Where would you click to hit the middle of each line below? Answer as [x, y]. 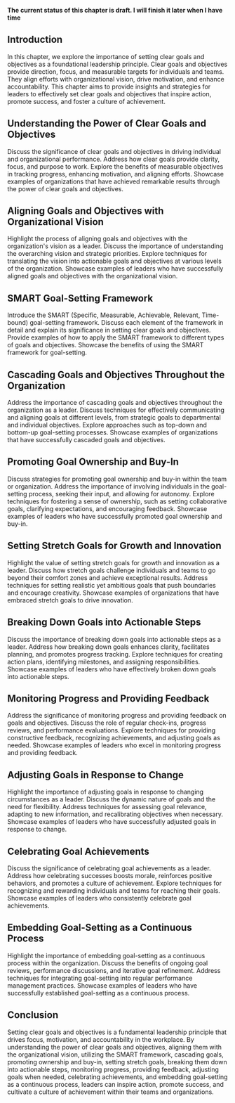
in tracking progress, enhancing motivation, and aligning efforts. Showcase [116, 174]
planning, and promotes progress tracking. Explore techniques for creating [115, 654]
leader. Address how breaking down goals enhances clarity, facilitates [108, 647]
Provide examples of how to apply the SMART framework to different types [116, 337]
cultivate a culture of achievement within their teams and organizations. [110, 1092]
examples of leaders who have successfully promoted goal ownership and [115, 516]
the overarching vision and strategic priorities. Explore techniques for [107, 254]
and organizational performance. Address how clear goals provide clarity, [113, 159]
